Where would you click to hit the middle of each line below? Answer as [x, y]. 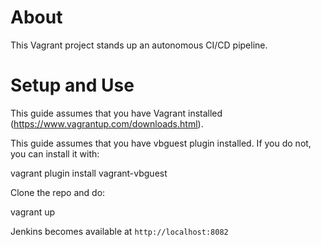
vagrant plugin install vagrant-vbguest [89, 173]
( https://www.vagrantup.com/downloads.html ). [107, 123]
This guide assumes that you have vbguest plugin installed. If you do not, [161, 143]
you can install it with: [55, 153]
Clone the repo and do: [58, 192]
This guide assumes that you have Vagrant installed [116, 113]
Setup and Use [72, 85]
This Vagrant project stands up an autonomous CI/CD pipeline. [139, 45]
